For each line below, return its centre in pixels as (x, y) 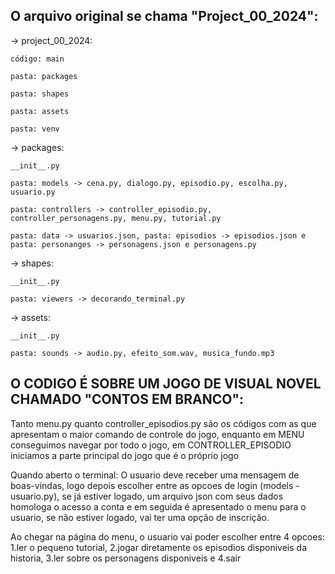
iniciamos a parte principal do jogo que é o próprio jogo (125, 455)
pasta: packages (44, 76)
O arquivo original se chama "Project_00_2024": (164, 16)
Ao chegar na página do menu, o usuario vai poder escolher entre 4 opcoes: (167, 536)
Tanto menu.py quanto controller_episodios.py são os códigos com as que (163, 423)
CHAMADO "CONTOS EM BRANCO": (127, 399)
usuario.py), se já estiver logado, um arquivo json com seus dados (147, 496)
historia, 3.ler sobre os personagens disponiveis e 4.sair (126, 558)
